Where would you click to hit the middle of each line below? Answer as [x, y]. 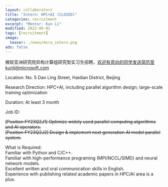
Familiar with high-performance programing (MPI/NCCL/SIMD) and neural [81, 158]
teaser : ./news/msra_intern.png [44, 43]
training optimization [26, 92]
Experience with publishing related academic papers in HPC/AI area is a [79, 174]
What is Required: [24, 147]
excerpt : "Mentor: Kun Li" [33, 24]
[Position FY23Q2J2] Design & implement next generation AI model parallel [83, 132]
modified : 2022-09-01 [28, 29]
